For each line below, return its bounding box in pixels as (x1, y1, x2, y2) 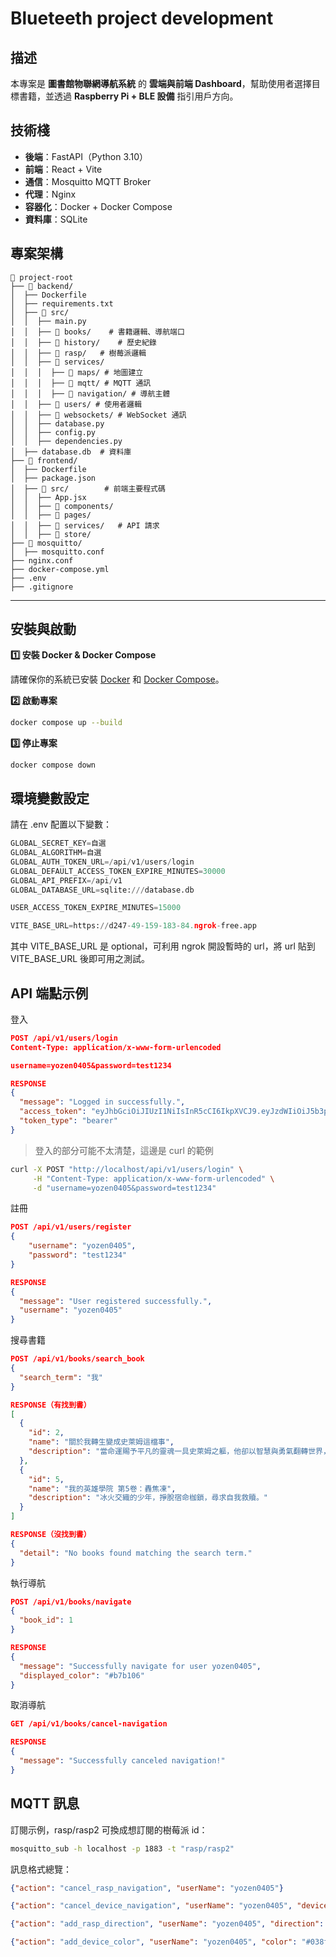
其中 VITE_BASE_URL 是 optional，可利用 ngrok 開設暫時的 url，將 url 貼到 (10, 940, 316, 952)
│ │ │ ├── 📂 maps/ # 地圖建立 (10, 367, 144, 377)
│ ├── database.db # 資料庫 (10, 447, 132, 457)
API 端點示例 (10, 985, 89, 1002)
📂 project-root (10, 272, 74, 282)
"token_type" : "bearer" (19, 1116, 118, 1126)
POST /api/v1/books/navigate (10, 1597, 132, 1607)
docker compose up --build (10, 718, 123, 728)
